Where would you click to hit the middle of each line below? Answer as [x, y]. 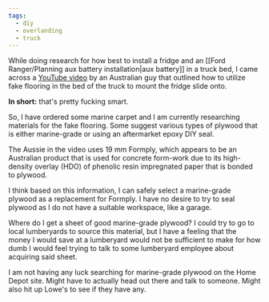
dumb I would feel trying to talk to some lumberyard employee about [121, 248]
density [21, 167]
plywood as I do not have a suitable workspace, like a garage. [110, 208]
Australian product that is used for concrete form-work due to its [115, 158]
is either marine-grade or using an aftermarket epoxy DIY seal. [111, 134]
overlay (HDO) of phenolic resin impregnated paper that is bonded [144, 167]
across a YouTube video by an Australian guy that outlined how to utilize [127, 77]
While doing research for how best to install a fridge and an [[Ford [117, 61]
